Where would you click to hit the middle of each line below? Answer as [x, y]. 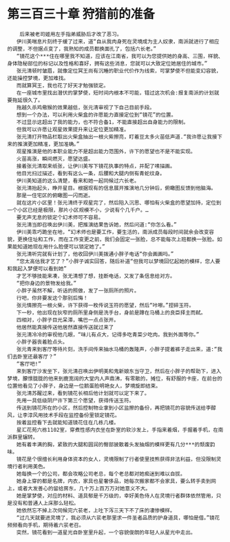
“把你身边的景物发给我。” [46, 283]
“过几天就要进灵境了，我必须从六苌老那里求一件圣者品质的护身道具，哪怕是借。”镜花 [118, 518]
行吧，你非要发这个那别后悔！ [52, 298]
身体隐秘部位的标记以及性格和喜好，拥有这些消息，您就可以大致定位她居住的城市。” [107, 63]
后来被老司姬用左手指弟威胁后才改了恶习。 [71, 34]
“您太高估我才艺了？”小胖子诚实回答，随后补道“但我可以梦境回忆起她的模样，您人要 [118, 261]
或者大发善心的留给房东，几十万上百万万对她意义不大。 [84, 488]
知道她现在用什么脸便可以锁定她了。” [61, 247]
